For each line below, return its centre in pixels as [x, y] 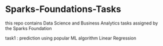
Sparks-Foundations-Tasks [63, 9]
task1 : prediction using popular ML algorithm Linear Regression [71, 38]
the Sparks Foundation [28, 28]
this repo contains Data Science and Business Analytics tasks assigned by [82, 23]
